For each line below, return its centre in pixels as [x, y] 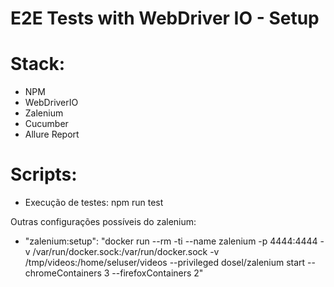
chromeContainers [63, 273]
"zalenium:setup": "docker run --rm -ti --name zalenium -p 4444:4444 [171, 241]
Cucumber [46, 124]
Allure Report [52, 134]
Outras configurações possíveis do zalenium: [103, 222]
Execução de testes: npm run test [94, 203]
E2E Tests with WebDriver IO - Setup [165, 18]
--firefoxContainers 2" [157, 273]
